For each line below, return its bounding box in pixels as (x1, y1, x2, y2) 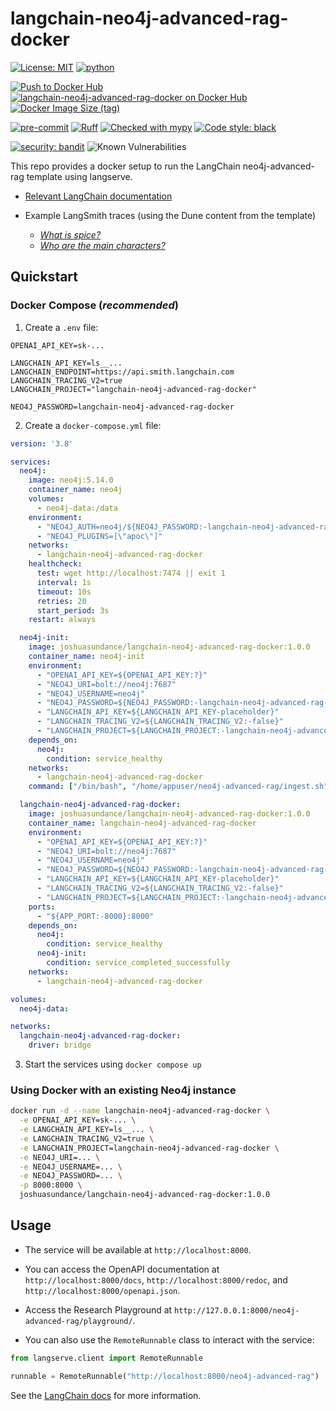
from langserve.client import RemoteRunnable (10, 1353, 203, 1363)
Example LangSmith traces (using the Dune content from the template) (24, 209, 317, 221)
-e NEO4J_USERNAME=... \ (19, 1162, 123, 1172)
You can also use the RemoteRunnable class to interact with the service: (24, 1333, 315, 1346)
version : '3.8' (10, 438, 74, 449)
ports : (28, 902, 56, 912)
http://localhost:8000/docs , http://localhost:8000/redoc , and (24, 1273, 288, 1286)
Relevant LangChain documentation (24, 190, 173, 202)
